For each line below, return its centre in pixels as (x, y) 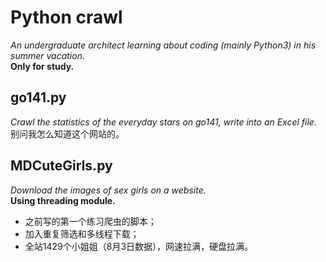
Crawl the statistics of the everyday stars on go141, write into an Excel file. (163, 122)
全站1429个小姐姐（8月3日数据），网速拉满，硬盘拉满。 (139, 246)
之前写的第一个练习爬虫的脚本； (90, 221)
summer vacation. (47, 55)
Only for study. (42, 66)
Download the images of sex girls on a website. (108, 190)
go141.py (38, 97)
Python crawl (66, 17)
